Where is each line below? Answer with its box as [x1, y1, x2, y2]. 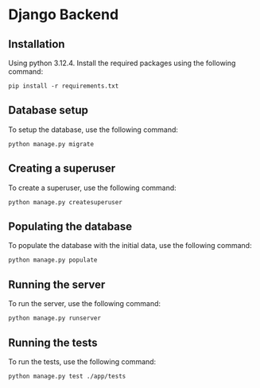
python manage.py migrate [8, 140, 94, 148]
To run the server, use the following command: [8, 299, 161, 308]
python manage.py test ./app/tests [8, 372, 126, 381]
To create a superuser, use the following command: [8, 183, 177, 192]
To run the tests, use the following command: [8, 357, 157, 367]
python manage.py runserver [8, 314, 102, 323]
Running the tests [8, 336, 98, 349]
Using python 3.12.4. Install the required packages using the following [8, 58, 236, 68]
